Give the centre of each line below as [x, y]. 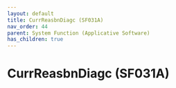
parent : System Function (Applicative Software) [79, 33]
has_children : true [35, 39]
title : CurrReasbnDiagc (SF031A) [55, 20]
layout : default [30, 14]
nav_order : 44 [28, 26]
